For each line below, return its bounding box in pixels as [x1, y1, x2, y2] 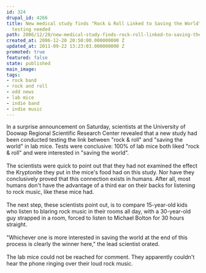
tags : [6, 72, 20, 78]
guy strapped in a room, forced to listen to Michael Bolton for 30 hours [6, 214, 185, 221]
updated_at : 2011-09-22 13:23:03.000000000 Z [6, 44, 124, 50]
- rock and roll [6, 83, 48, 90]
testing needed [12, 26, 51, 33]
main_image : [6, 66, 37, 72]
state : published [6, 60, 51, 66]
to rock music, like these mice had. [6, 188, 94, 195]
